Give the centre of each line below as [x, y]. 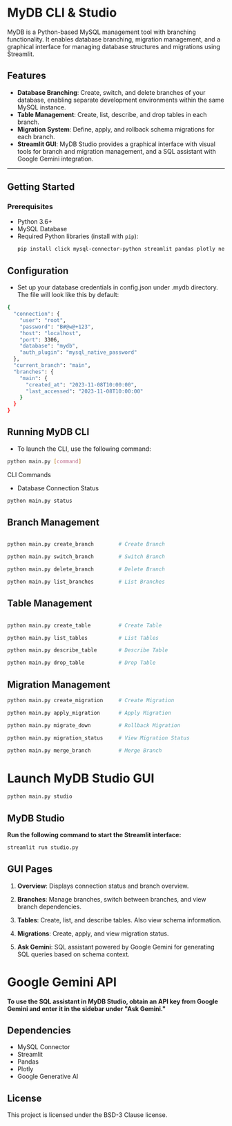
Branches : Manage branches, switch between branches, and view [112, 899]
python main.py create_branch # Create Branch [86, 544]
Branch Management [54, 522]
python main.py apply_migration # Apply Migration [89, 713]
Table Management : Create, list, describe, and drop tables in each [112, 114]
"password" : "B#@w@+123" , [57, 327]
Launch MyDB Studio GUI [81, 778]
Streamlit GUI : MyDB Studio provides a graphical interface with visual [116, 144]
